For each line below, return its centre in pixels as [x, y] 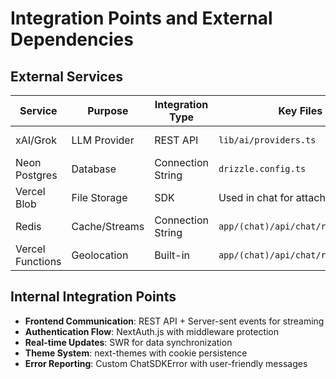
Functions [38, 261]
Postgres [36, 175]
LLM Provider [103, 140]
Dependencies [72, 39]
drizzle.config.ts [262, 168]
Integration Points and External [141, 18]
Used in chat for [256, 197]
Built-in [172, 255]
